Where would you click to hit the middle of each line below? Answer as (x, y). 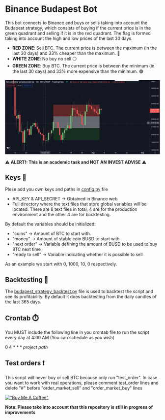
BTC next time (26, 249)
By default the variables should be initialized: (50, 224)
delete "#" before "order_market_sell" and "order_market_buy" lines (74, 388)
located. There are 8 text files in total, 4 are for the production (75, 209)
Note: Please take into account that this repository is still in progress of (79, 407)
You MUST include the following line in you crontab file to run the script (77, 332)
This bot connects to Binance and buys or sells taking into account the (76, 23)
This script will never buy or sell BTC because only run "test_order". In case (81, 377)
